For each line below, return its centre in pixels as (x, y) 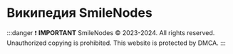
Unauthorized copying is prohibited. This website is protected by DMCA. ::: (116, 43)
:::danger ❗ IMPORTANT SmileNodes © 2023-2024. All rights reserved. (111, 32)
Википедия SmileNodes (79, 13)
